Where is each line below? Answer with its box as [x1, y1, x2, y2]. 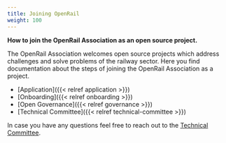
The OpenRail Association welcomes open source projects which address [7, 50, 220, 58]
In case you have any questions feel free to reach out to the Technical [7, 121, 209, 129]
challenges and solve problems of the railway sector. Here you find [7, 57, 201, 65]
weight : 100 [7, 17, 42, 24]
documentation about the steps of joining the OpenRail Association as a [7, 64, 213, 73]
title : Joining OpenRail [7, 10, 80, 17]
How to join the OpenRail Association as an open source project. [7, 36, 198, 44]
